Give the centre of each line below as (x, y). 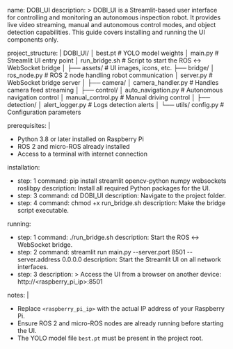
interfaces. (33, 267)
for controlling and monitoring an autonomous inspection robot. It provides (114, 17)
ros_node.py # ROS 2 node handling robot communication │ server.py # (110, 75)
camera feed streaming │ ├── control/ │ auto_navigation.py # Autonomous (115, 90)
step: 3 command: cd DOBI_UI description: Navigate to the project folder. (121, 195)
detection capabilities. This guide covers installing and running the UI (106, 32)
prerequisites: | (29, 125)
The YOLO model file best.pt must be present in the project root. (110, 338)
